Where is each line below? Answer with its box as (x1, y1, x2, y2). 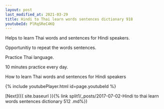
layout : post (5, 7, 32, 12)
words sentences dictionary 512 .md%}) (5, 98, 87, 104)
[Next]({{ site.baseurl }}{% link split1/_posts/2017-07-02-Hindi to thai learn (5, 93, 159, 99)
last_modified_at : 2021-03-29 (5, 12, 68, 17)
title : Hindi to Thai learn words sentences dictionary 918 (5, 16, 133, 21)
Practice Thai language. (5, 54, 54, 60)
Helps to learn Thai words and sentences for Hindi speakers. (5, 35, 130, 41)
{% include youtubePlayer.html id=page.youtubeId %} (5, 83, 116, 89)
